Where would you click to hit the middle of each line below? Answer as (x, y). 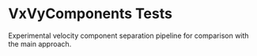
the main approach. (40, 43)
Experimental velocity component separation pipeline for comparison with (128, 35)
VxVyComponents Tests (90, 14)
